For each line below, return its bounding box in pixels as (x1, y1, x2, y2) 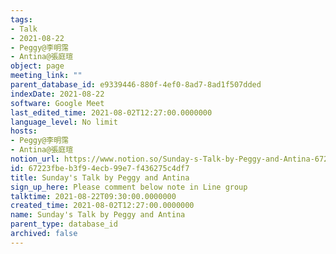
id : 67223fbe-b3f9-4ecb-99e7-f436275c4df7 (10, 163, 190, 173)
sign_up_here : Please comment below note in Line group (10, 182, 248, 192)
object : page (10, 61, 65, 71)
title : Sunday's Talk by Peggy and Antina (10, 172, 190, 183)
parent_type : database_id (10, 219, 118, 230)
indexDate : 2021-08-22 (10, 89, 105, 99)
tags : (10, 14, 33, 25)
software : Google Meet (10, 98, 105, 108)
